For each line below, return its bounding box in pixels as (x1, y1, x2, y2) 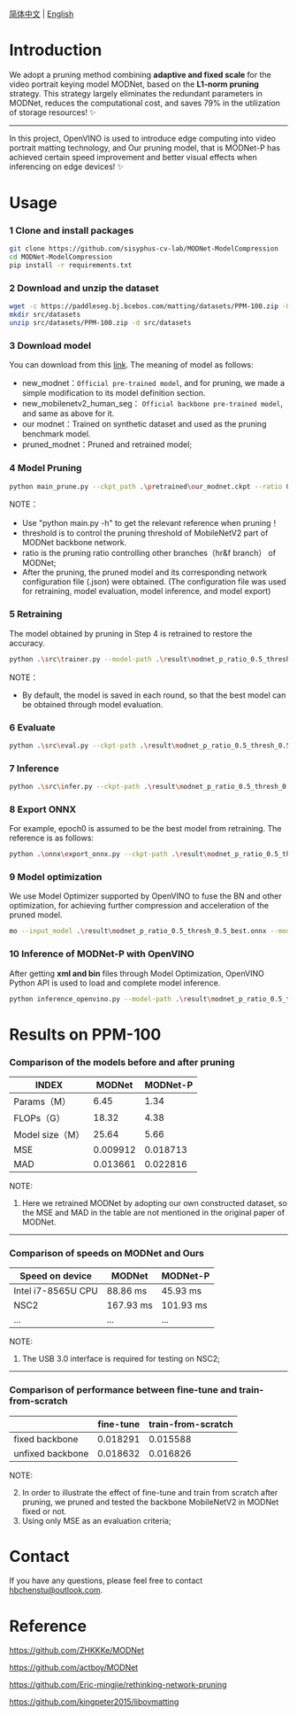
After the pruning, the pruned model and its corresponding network (21, 567, 268, 578)
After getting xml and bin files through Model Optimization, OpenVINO (9, 968, 265, 978)
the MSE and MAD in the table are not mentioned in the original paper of (21, 1207, 286, 1217)
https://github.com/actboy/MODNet (9, 1662, 139, 1673)
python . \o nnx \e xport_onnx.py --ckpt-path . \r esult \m (9, 850, 212, 859)
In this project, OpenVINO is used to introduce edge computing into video (9, 133, 277, 143)
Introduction (9, 40, 103, 60)
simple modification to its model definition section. (21, 388, 206, 398)
